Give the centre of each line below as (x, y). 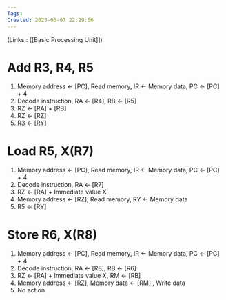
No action (31, 290)
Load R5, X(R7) (51, 151)
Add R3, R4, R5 (51, 67)
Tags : (15, 13)
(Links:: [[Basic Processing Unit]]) (55, 39)
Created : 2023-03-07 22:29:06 (51, 20)
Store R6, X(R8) (52, 234)
